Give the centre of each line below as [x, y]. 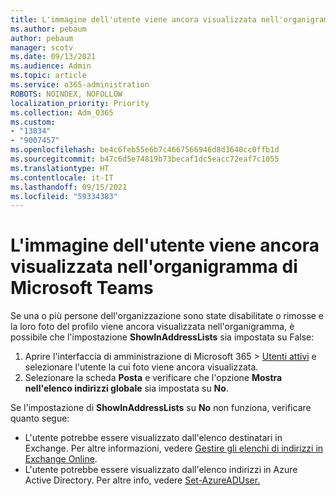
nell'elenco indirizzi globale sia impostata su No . [126, 388]
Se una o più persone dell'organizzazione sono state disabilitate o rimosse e [167, 316]
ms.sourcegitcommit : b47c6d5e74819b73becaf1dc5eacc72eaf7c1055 [145, 159]
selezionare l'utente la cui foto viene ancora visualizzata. [141, 367]
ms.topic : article [48, 76]
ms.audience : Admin [51, 66]
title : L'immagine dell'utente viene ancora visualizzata [133, 19]
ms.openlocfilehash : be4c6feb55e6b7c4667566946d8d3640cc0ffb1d [145, 150]
